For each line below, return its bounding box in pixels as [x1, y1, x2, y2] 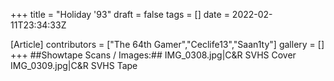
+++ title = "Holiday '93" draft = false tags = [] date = [10, 9, 230, 20]
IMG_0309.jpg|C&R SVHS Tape [10, 60, 138, 71]
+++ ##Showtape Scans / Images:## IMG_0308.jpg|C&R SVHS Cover [10, 49, 297, 61]
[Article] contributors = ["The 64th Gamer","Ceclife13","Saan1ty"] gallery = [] [10, 39, 325, 50]
